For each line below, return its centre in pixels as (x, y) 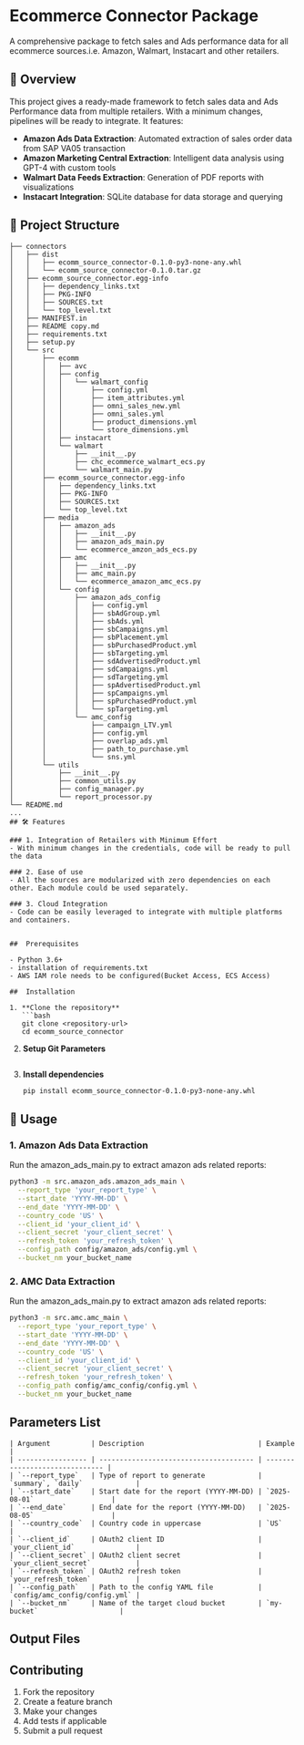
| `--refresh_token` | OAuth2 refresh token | (136, 1571)
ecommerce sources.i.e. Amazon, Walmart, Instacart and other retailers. (144, 50)
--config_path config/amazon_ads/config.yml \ (107, 1250)
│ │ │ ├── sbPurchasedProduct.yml (103, 645)
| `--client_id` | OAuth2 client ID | (136, 1539)
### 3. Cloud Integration (58, 903)
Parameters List (55, 1423)
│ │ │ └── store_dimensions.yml (99, 429)
